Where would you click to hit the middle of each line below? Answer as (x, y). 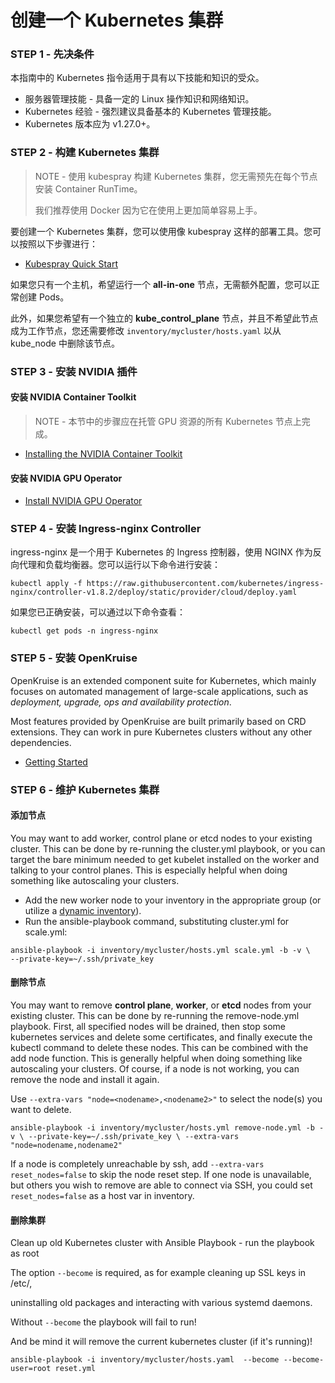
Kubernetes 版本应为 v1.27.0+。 (90, 124)
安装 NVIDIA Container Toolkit (73, 397)
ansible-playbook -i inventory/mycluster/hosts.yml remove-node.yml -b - (167, 1128)
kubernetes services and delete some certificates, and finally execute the (161, 1037)
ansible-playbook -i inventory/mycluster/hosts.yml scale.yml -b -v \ (160, 950)
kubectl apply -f (46, 584)
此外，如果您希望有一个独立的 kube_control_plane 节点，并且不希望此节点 (164, 318)
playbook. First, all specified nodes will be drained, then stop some (148, 1027)
